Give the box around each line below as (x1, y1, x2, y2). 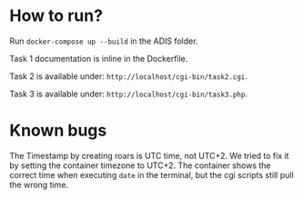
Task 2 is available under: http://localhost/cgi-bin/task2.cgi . (9, 70, 248, 82)
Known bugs (9, 120, 107, 141)
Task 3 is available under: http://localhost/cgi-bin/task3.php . (9, 88, 248, 99)
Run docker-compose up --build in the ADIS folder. (9, 35, 198, 46)
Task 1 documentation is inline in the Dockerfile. (9, 53, 188, 64)
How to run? (9, 5, 103, 26)
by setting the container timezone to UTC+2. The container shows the (9, 160, 271, 171)
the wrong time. (9, 179, 69, 190)
